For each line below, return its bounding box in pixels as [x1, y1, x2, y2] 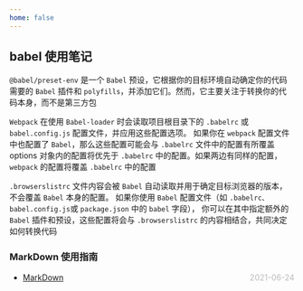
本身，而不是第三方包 [16, 97, 97, 108]
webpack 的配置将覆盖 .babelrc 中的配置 [9, 162, 156, 173]
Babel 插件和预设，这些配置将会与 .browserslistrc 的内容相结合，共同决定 [9, 214, 288, 226]
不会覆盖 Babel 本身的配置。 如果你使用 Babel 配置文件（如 [9, 192, 228, 203]
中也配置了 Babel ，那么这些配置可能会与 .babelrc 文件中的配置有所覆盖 [9, 139, 275, 150]
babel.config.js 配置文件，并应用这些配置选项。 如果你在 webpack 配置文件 [9, 127, 290, 138]
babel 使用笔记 [9, 49, 93, 64]
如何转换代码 [9, 226, 57, 237]
